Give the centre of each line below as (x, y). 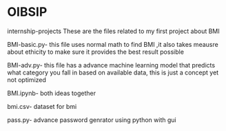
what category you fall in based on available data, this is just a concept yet (113, 72)
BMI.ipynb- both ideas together (52, 93)
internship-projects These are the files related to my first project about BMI (114, 31)
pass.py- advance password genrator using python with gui (92, 120)
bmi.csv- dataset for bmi (42, 106)
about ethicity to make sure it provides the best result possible (96, 52)
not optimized (27, 79)
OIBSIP (27, 12)
